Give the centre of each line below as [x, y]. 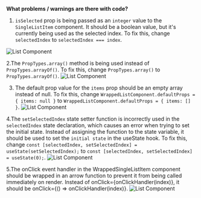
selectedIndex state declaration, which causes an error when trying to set [98, 125]
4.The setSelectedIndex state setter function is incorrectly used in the [93, 119]
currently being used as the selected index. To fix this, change [92, 33]
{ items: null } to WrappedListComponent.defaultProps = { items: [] [103, 101]
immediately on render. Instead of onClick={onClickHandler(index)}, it [93, 182]
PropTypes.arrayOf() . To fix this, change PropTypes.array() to [83, 70]
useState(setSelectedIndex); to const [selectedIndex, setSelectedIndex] [100, 151]
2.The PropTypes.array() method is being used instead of [78, 63]
